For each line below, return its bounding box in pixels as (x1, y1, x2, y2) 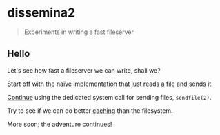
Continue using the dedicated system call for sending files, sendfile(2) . (7, 93, 212, 101)
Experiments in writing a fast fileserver (23, 28, 134, 36)
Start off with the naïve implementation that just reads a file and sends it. (7, 80, 214, 88)
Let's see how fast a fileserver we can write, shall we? (7, 66, 161, 74)
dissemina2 (7, 5, 76, 21)
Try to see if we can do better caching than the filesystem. (7, 106, 174, 115)
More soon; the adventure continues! (7, 120, 112, 128)
